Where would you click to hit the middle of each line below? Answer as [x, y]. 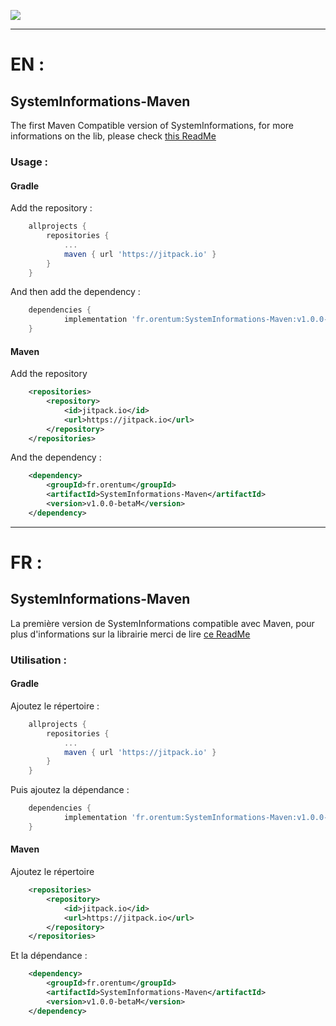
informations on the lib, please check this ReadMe [113, 136]
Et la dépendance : [49, 956]
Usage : [29, 162]
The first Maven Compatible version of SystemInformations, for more [152, 125]
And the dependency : [56, 457]
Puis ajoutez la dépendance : [70, 790]
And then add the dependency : [75, 292]
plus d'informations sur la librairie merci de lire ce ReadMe [130, 634]
